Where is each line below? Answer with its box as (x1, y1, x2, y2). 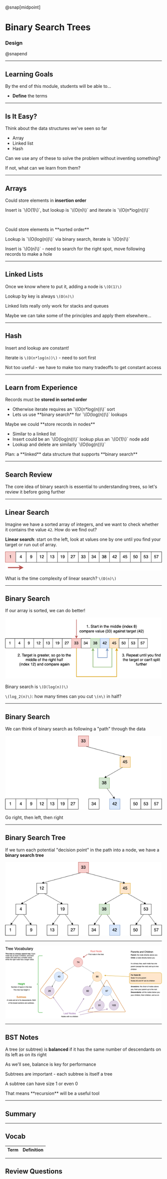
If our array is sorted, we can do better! (5, 608, 85, 614)
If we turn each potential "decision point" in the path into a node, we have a (5, 846, 160, 853)
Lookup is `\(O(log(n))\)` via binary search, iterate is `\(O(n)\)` (5, 236, 130, 242)
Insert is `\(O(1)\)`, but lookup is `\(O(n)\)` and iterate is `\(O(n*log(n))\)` (5, 207, 150, 213)
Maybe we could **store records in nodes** (5, 421, 95, 427)
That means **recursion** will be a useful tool (5, 1091, 100, 1097)
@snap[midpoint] (5, 4, 41, 10)
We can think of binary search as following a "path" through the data (5, 726, 146, 732)
